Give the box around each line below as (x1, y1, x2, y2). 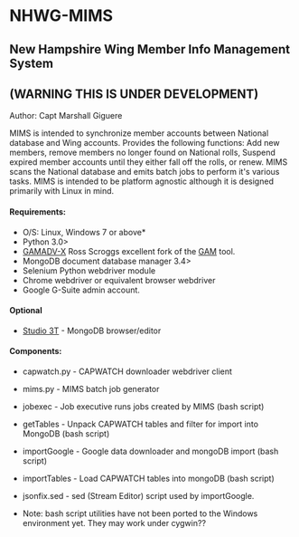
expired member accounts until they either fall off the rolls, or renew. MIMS (9, 157, 288, 168)
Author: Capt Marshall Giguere (9, 110, 123, 121)
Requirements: (9, 206, 66, 217)
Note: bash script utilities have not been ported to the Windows (22, 508, 258, 519)
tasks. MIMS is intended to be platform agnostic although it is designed (9, 176, 274, 187)
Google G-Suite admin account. (22, 284, 140, 295)
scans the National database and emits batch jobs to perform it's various (9, 167, 280, 177)
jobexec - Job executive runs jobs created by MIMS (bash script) (22, 401, 265, 412)
